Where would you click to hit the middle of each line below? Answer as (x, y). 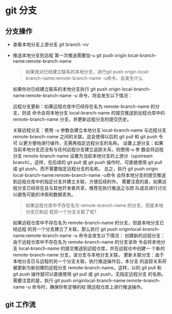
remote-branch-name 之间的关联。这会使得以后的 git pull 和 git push (85, 136)
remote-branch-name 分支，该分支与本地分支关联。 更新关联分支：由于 (88, 255)
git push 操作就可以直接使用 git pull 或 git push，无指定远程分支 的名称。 (89, 274)
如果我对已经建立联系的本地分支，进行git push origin (81, 72)
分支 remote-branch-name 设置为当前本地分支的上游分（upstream (83, 156)
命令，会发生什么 (125, 78)
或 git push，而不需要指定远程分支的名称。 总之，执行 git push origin (85, 169)
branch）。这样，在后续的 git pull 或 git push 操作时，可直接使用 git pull (87, 162)
